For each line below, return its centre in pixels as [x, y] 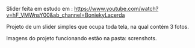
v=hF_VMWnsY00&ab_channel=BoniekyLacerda [66, 15]
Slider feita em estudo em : [40, 9]
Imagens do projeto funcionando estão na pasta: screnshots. [82, 38]
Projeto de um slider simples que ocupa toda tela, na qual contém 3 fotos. [98, 27]
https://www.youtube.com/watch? [116, 9]
